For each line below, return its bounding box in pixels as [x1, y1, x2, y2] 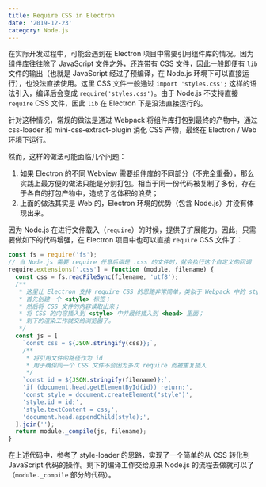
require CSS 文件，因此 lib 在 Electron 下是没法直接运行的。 [8, 98, 207, 108]
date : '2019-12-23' [8, 19, 73, 27]
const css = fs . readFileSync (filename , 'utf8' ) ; [15, 273, 179, 281]
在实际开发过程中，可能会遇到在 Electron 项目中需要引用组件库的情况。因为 [8, 49, 255, 59]
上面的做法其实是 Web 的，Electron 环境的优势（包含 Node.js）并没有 [19, 199, 248, 208]
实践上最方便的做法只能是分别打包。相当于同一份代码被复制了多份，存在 [19, 179, 256, 188]
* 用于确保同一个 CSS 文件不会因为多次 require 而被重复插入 [25, 361, 207, 369]
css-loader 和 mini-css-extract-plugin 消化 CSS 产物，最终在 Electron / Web [8, 125, 257, 135]
